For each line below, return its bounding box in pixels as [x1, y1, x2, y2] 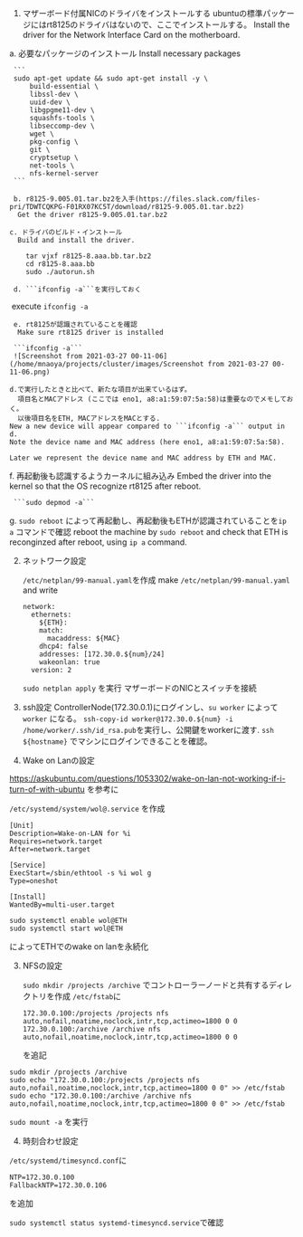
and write [22, 585, 59, 595]
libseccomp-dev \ [29, 121, 95, 130]
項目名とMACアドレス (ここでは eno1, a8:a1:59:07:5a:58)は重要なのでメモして [17, 395, 287, 404]
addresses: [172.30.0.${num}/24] [39, 650, 166, 659]
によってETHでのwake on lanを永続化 [9, 941, 149, 952]
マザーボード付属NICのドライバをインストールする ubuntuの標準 [22, 8, 263, 18]
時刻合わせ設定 [22, 1136, 79, 1147]
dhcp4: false [39, 642, 89, 651]
